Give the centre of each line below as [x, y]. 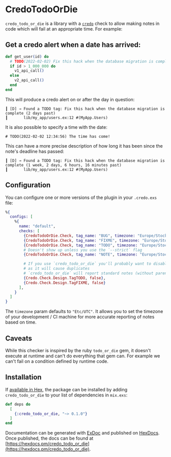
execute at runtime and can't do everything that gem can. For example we [83, 356]
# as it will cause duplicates [57, 269]
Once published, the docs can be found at [49, 438]
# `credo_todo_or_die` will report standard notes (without [89, 273]
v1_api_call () [29, 71]
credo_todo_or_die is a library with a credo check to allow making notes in [82, 23]
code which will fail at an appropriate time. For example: [64, 28]
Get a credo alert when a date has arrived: [73, 45]
